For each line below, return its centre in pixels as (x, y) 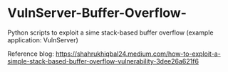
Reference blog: (31, 54)
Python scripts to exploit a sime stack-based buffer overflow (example (110, 32)
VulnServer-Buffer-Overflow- (97, 13)
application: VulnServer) (43, 40)
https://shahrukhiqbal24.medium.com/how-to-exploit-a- (138, 54)
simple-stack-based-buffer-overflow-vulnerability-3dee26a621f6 (103, 61)
